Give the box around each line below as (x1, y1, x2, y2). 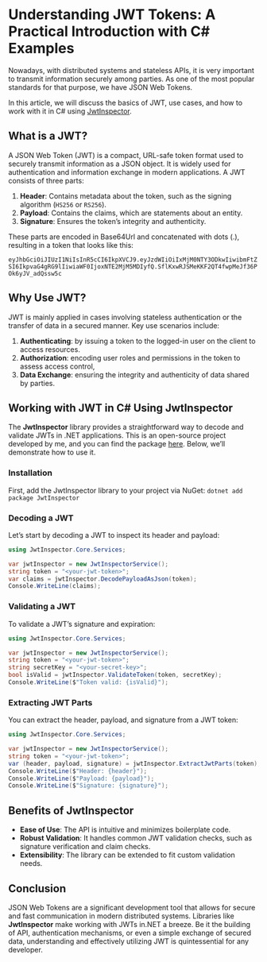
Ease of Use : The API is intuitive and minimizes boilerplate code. (19, 825, 231, 835)
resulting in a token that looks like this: (8, 240, 133, 249)
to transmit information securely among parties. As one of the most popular (8, 74, 255, 83)
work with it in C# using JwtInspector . (8, 106, 133, 116)
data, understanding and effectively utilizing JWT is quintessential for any (8, 936, 249, 946)
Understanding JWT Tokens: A (8, 6, 216, 24)
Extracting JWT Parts (8, 697, 93, 708)
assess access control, (19, 361, 95, 371)
